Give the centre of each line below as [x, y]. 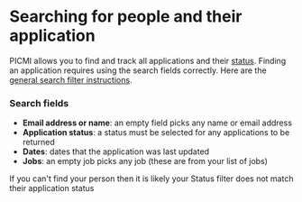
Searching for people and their [126, 17]
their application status [52, 188]
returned [39, 142]
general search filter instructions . [71, 79]
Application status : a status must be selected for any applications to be [156, 133]
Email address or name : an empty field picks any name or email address [157, 123]
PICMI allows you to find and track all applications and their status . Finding [148, 60]
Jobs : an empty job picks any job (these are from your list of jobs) [145, 161]
